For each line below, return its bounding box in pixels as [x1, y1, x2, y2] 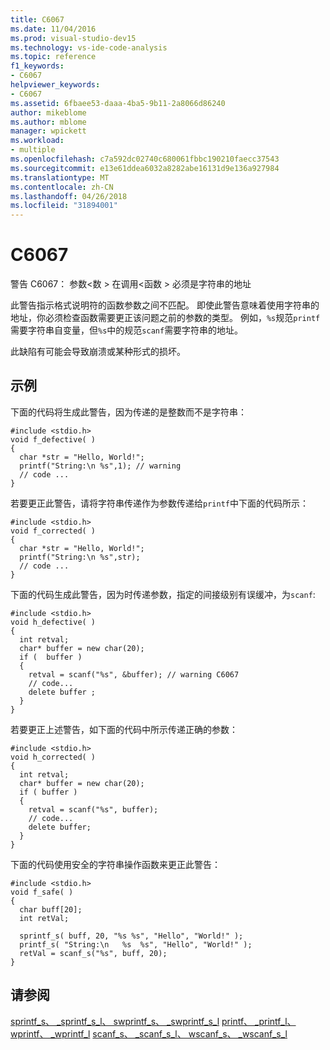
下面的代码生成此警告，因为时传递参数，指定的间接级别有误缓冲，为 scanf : [10, 588, 316, 600]
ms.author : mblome [10, 117, 87, 127]
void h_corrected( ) [10, 752, 97, 762]
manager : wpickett [10, 126, 87, 136]
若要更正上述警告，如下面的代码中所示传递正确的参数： [10, 723, 238, 735]
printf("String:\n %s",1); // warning [19, 461, 182, 471]
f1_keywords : [10, 61, 65, 71]
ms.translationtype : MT [10, 172, 110, 183]
